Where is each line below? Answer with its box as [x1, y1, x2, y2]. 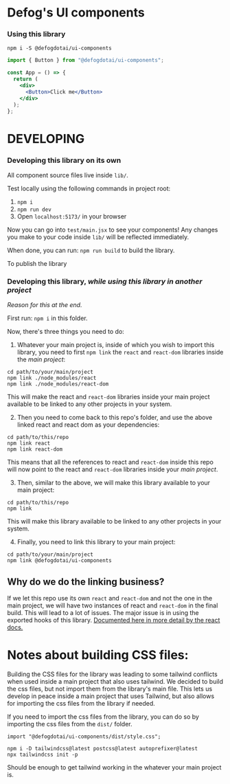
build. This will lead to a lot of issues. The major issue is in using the [7, 609, 199, 617]
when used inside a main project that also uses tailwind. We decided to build [7, 677, 224, 686]
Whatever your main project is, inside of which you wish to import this [16, 341, 215, 349]
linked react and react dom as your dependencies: [16, 421, 160, 429]
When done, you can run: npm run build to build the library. [7, 246, 175, 254]
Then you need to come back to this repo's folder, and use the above [16, 414, 213, 422]
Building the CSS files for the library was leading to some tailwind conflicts [7, 670, 218, 678]
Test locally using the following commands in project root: [7, 184, 171, 192]
